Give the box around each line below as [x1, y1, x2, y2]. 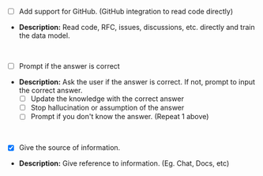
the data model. [18, 31, 70, 40]
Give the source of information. [18, 143, 121, 152]
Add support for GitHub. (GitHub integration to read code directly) [18, 7, 234, 16]
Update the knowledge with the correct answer [30, 94, 185, 103]
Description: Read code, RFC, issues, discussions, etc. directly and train [18, 23, 255, 32]
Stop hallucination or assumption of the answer [30, 103, 185, 113]
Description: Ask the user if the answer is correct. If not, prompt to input [18, 77, 256, 87]
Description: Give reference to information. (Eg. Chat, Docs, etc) [18, 159, 230, 168]
